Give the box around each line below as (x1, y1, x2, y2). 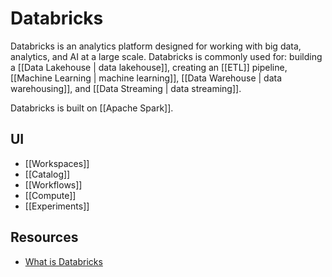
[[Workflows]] (24, 178, 83, 191)
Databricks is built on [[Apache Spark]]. (10, 102, 174, 114)
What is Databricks (24, 255, 103, 267)
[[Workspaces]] (24, 157, 90, 169)
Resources (10, 229, 79, 246)
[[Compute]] (24, 189, 77, 201)
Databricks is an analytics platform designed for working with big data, (10, 40, 302, 52)
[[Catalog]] (24, 168, 71, 180)
